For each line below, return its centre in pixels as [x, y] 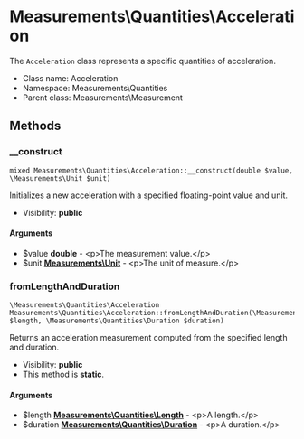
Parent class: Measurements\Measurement [103, 98]
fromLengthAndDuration [65, 286]
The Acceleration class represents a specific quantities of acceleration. [142, 61]
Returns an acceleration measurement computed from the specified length [148, 338]
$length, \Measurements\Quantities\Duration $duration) [117, 321]
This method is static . [63, 374]
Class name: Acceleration [70, 78]
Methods [35, 126]
